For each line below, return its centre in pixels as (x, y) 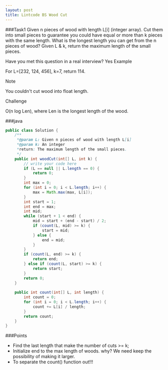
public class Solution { (32, 130)
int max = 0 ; (38, 183)
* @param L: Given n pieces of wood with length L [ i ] (74, 140)
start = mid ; (56, 230)
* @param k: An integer (41, 145)
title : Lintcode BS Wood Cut (36, 15)
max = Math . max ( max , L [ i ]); (63, 192)
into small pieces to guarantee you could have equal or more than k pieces (84, 35)
